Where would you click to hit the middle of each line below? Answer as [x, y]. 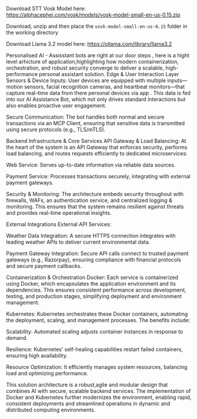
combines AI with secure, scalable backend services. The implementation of [98, 391]
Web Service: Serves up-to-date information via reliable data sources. [91, 165]
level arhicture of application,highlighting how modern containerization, [93, 62]
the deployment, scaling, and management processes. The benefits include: [98, 320]
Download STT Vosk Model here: [46, 9]
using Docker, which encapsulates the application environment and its [91, 284]
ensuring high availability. [37, 356]
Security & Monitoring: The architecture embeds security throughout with [95, 194]
